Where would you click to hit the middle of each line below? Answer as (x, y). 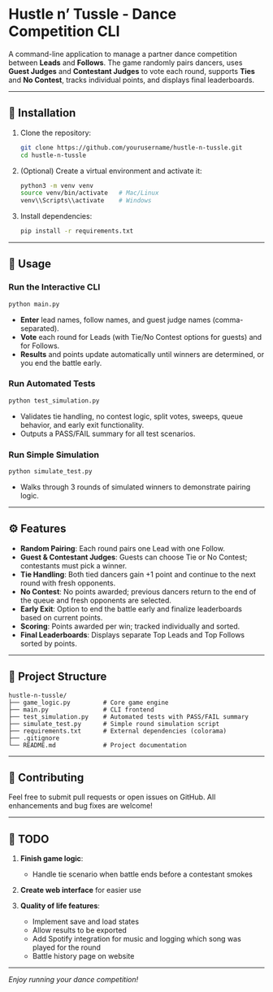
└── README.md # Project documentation (97, 745)
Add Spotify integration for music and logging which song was (136, 939)
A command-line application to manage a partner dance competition (123, 54)
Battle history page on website (83, 956)
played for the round (67, 947)
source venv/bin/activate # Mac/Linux (89, 193)
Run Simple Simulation (54, 455)
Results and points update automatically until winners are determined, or (142, 354)
